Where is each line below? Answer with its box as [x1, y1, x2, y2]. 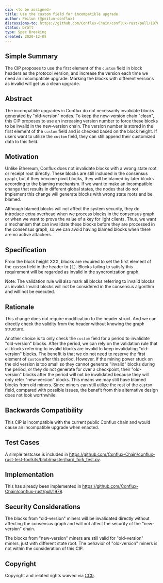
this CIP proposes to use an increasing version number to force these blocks [5, 118, 158, 124]
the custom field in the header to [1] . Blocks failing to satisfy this [5, 264, 133, 270]
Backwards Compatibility [5, 406, 83, 414]
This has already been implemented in [5, 483, 81, 489]
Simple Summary [5, 52, 58, 61]
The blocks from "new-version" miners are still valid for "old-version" [5, 535, 144, 541]
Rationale [5, 303, 34, 311]
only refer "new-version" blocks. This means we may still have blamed [5, 377, 146, 382]
